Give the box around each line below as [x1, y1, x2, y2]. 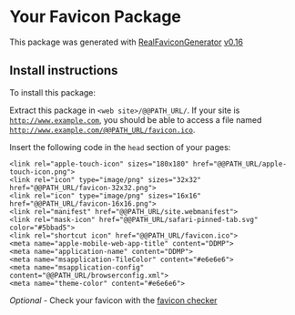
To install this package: [9, 86, 97, 97]
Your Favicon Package [9, 6, 182, 27]
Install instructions [9, 63, 118, 78]
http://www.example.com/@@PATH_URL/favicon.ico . [9, 124, 196, 135]
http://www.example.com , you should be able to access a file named [9, 114, 262, 125]
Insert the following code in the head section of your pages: [9, 141, 231, 152]
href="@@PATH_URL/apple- [192, 159, 287, 168]
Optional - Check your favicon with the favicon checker [9, 294, 218, 306]
